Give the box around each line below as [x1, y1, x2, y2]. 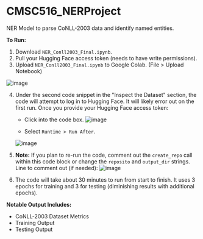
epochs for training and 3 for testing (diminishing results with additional [15, 182, 195, 190]
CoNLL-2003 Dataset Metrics [15, 212, 90, 220]
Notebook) [15, 67, 43, 74]
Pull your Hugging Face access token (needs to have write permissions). [15, 54, 198, 62]
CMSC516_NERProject [6, 4, 121, 18]
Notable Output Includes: [6, 201, 72, 208]
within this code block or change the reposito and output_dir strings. [15, 157, 190, 165]
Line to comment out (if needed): [15, 164, 98, 171]
